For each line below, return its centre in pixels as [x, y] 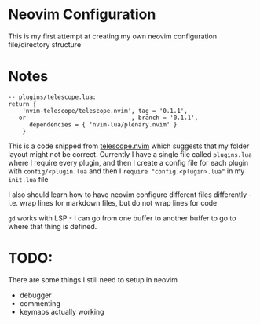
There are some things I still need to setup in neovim [93, 279]
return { [22, 104]
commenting [40, 303]
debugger [35, 295]
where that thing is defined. [53, 226]
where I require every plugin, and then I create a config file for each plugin [128, 162]
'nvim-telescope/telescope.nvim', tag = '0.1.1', [105, 111]
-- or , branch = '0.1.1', [103, 118]
